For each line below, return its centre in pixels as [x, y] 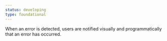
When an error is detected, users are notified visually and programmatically [84, 28]
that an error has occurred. [33, 34]
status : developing [26, 10]
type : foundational [26, 14]
